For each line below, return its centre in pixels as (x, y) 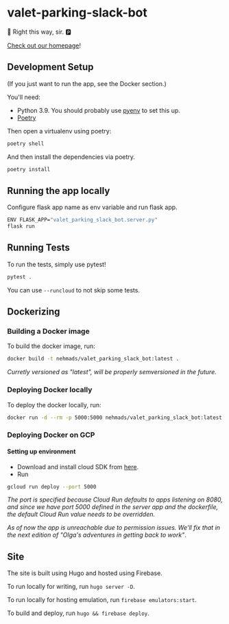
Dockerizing (34, 312)
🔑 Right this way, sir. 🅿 (39, 32)
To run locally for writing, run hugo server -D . (71, 587)
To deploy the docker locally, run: (54, 405)
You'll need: (24, 97)
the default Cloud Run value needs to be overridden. (81, 515)
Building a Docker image (49, 332)
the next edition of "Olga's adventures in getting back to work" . (97, 535)
